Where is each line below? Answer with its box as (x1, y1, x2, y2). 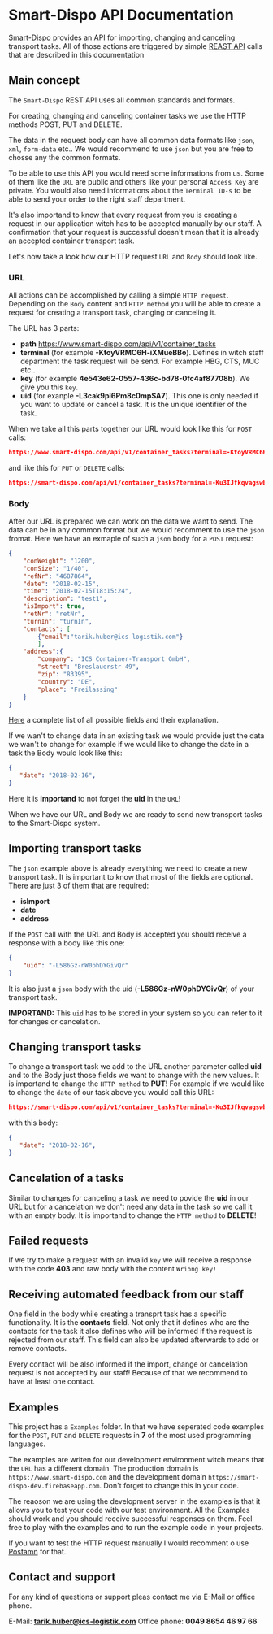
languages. (8, 1439, 46, 1449)
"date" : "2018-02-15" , (23, 580, 100, 588)
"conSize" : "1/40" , (23, 564, 89, 572)
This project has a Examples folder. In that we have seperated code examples (8, 1422, 265, 1432)
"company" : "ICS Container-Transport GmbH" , (37, 655, 191, 663)
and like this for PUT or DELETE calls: (8, 463, 125, 472)
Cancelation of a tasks (8, 1171, 124, 1185)
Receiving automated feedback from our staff (8, 1287, 245, 1302)
